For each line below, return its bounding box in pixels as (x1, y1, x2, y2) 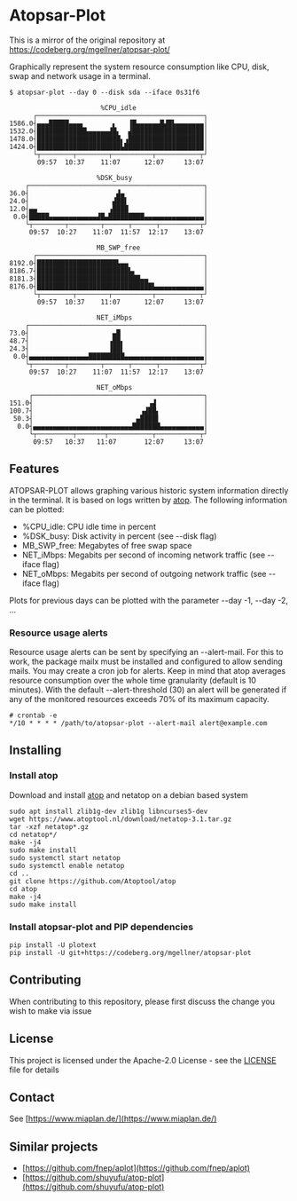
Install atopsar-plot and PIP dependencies (9, 921, 193, 933)
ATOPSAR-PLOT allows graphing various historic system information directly (9, 485, 289, 495)
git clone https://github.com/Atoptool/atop (9, 876, 176, 886)
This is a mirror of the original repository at (9, 35, 166, 45)
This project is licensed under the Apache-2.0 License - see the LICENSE (9, 1055, 277, 1065)
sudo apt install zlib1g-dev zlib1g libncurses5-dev (9, 807, 208, 816)
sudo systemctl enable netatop (9, 861, 125, 870)
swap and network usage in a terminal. (9, 70, 151, 81)
